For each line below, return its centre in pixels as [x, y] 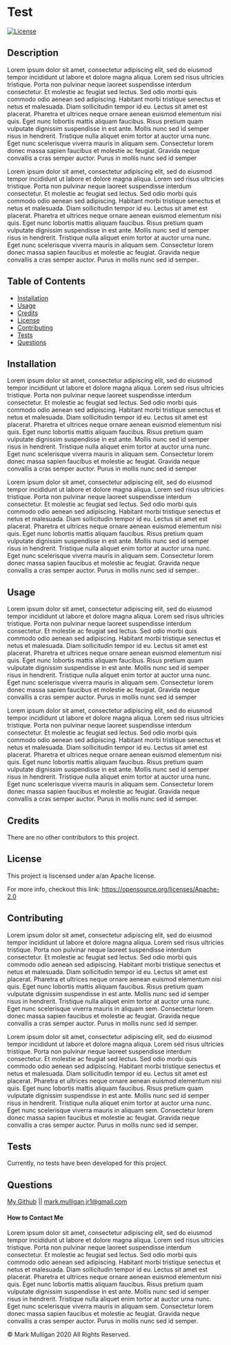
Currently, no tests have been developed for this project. [87, 1163]
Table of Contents [47, 281]
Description [33, 53]
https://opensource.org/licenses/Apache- [161, 889]
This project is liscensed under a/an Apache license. [82, 876]
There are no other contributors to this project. [73, 837]
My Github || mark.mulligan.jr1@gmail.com [67, 1202]
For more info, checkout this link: [54, 889]
